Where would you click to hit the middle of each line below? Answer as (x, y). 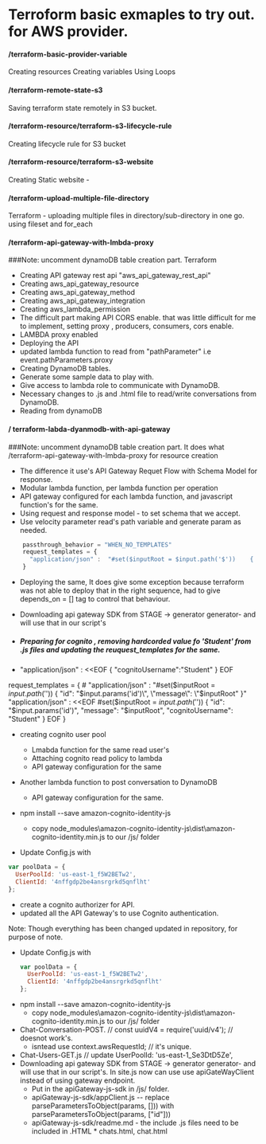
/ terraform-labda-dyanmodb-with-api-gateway (89, 429)
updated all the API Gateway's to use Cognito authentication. (119, 913)
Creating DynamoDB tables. (65, 369)
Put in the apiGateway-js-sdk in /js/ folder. (100, 1089)
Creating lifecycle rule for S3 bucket (67, 143)
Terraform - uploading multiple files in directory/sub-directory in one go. (126, 216)
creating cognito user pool (63, 735)
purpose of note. (36, 937)
